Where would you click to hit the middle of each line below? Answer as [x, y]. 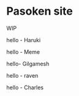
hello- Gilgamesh [28, 64]
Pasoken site [40, 11]
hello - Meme [23, 52]
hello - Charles [25, 87]
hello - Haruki [24, 40]
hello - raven [22, 75]
